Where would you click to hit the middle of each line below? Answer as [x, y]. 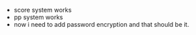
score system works [43, 10]
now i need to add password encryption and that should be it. [101, 24]
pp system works [38, 17]
